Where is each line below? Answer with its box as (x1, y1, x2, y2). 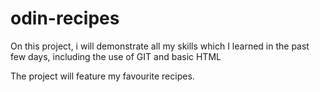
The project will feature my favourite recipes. (10, 70, 195, 82)
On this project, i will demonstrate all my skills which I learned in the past (10, 40, 310, 52)
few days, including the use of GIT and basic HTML (10, 50, 222, 62)
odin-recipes (10, 7, 120, 30)
